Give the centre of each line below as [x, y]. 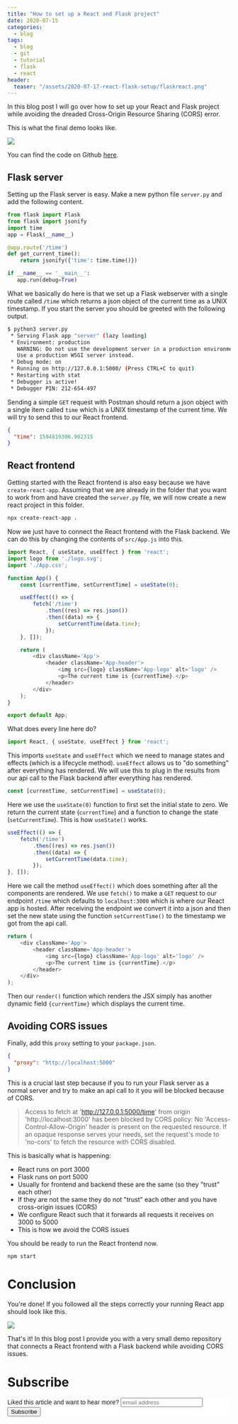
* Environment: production [50, 342]
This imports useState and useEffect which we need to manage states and [116, 755]
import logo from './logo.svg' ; [55, 558]
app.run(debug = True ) [47, 280]
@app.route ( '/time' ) [38, 247]
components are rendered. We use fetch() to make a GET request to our [112, 894]
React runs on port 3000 [53, 1169]
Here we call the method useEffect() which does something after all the [113, 886]
